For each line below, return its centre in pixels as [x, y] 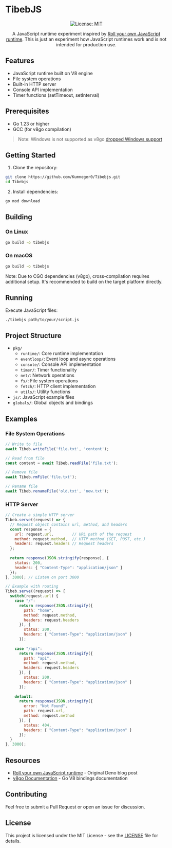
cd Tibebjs [17, 182]
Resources [23, 760]
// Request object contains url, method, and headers [69, 524]
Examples [21, 419]
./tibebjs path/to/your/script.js [42, 320]
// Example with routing [32, 587]
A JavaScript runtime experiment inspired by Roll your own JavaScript [86, 33]
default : [24, 696]
